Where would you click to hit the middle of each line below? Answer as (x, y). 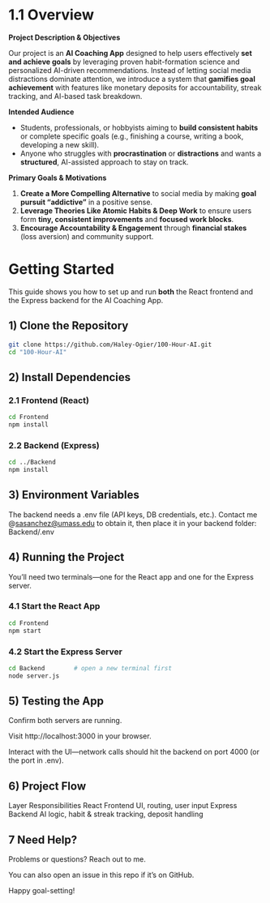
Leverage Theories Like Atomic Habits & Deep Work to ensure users (136, 210)
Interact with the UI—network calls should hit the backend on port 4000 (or (134, 752)
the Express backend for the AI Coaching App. (86, 300)
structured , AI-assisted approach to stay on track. (104, 162)
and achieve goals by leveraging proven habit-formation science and (124, 62)
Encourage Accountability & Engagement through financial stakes (133, 228)
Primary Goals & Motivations (58, 178)
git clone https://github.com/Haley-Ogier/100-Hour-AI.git (110, 345)
